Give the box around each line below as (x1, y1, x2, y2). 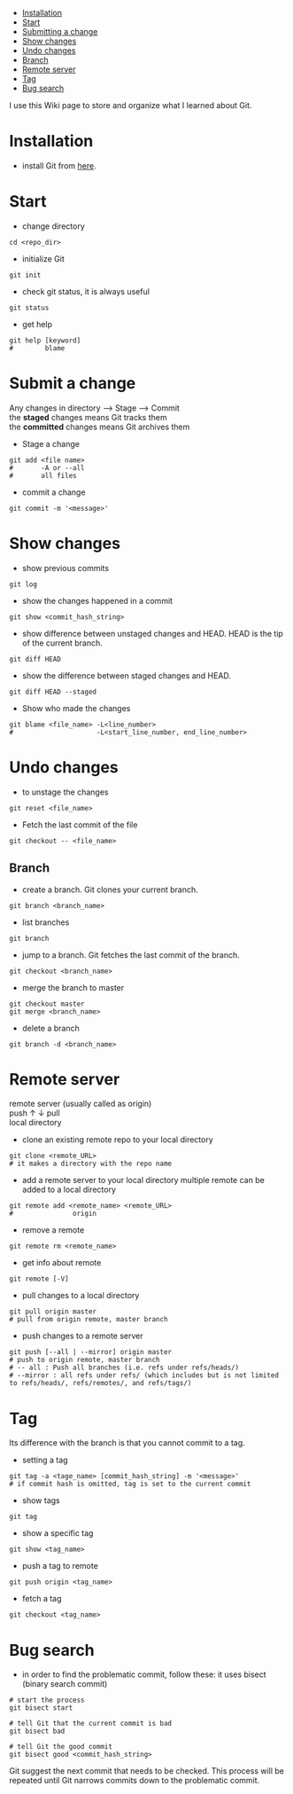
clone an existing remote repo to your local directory (21, 1134, 214, 1145)
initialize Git (21, 253, 65, 264)
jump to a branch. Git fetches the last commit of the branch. (21, 949, 241, 960)
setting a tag (21, 1454, 68, 1466)
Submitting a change (21, 27, 98, 36)
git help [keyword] (9, 336, 81, 345)
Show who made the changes (21, 702, 131, 713)
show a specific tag (21, 1528, 94, 1539)
